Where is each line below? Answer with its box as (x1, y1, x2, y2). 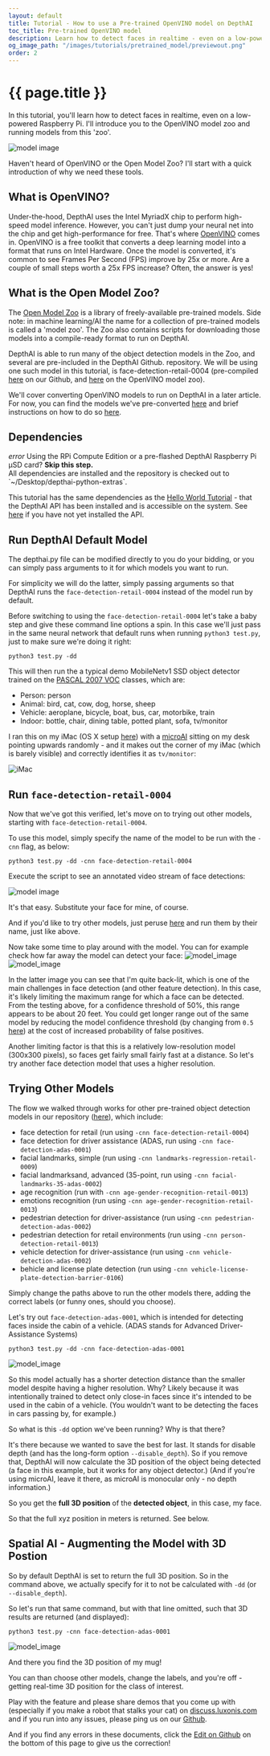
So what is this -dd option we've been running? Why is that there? (8, 1424, 226, 1434)
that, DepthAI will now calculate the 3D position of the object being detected (8, 1456, 261, 1467)
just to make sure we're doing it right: (8, 636, 132, 647)
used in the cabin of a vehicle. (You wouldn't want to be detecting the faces (8, 1400, 259, 1410)
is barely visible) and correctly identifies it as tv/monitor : (8, 749, 197, 759)
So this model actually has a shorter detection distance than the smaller (8, 1374, 246, 1384)
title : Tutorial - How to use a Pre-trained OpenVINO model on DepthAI (8, 19, 253, 27)
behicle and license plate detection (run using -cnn (19, 1263, 188, 1274)
